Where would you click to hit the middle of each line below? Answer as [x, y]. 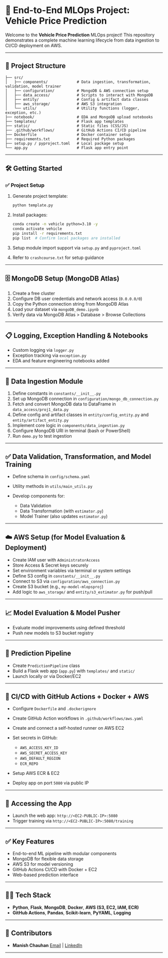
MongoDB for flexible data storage [48, 859]
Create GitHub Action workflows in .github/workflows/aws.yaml [78, 718]
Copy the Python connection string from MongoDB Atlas [70, 304]
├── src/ [14, 77]
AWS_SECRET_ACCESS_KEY [43, 753]
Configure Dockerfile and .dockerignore [54, 709]
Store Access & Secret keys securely [50, 565]
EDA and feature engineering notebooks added [61, 361]
